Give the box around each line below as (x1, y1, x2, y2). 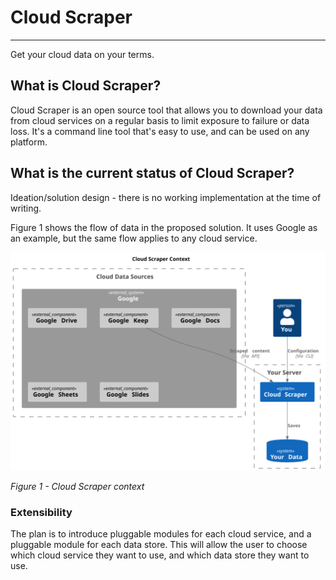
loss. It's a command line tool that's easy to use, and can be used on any (10, 125, 310, 137)
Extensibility (10, 505, 73, 519)
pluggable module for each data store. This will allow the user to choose (10, 539, 308, 551)
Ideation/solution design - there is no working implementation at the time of (10, 191, 322, 203)
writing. (10, 202, 42, 214)
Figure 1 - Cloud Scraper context (10, 480, 145, 492)
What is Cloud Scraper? (10, 77, 162, 95)
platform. (10, 136, 48, 148)
